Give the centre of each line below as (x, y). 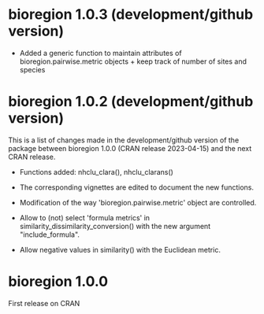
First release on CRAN (44, 303)
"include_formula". (50, 235)
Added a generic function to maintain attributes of (101, 53)
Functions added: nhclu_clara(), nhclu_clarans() (96, 172)
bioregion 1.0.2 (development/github (131, 102)
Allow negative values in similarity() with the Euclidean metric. (120, 249)
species (32, 69)
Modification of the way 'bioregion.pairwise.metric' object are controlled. (138, 202)
